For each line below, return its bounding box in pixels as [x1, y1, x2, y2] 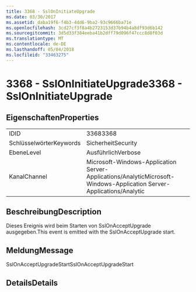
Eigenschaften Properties [6, 113, 99, 123]
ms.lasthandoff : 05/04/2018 [6, 47, 75, 53]
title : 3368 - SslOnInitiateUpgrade [6, 8, 95, 15]
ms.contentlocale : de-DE [6, 41, 66, 47]
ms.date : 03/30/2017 [6, 14, 57, 20]
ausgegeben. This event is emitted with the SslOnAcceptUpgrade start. [6, 228, 176, 235]
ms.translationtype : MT [6, 36, 64, 41]
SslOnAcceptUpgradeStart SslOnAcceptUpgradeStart [6, 261, 134, 268]
